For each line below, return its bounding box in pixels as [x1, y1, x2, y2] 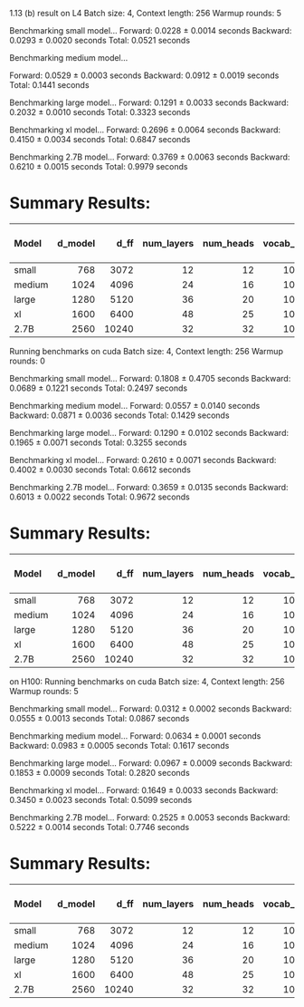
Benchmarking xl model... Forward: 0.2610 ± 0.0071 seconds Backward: [9, 454, 277, 465]
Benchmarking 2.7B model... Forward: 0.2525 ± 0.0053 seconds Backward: [9, 811, 290, 823]
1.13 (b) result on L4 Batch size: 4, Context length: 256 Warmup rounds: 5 [9, 8, 282, 18]
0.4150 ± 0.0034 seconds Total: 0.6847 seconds [9, 134, 191, 144]
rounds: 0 [9, 355, 45, 366]
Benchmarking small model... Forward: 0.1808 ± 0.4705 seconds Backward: [9, 373, 291, 383]
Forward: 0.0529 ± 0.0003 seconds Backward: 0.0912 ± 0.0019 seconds [9, 70, 280, 81]
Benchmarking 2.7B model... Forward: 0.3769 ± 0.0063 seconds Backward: [9, 151, 290, 162]
